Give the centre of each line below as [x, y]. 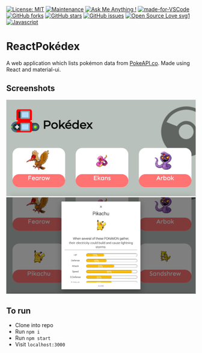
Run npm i [27, 331]
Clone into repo [34, 325]
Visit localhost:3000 [40, 344]
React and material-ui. [34, 69]
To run [19, 311]
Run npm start [33, 338]
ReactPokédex [43, 47]
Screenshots [31, 88]
